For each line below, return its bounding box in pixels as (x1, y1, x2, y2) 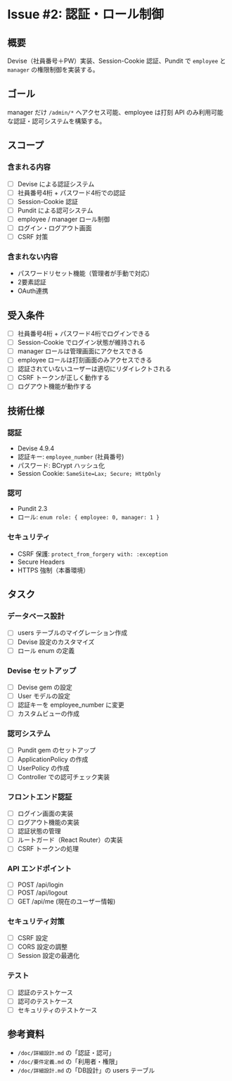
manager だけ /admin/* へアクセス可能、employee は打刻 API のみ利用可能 (7, 108, 224, 116)
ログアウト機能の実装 (17, 818, 79, 827)
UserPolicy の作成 (17, 764, 70, 772)
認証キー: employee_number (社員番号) (17, 453, 124, 461)
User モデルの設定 (17, 692, 70, 700)
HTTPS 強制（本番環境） (17, 566, 90, 574)
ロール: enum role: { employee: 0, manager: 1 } (17, 513, 160, 521)
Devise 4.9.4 (17, 444, 55, 453)
